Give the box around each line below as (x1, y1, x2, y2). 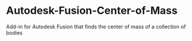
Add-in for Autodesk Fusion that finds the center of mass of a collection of (6, 23, 186, 30)
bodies (6, 29, 23, 36)
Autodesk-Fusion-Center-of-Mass (6, 4, 178, 17)
